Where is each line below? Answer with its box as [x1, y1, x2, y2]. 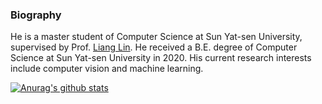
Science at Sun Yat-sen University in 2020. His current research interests [10, 52, 312, 64]
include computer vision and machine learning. [10, 63, 204, 75]
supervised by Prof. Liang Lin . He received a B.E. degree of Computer [10, 41, 298, 53]
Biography [10, 8, 62, 22]
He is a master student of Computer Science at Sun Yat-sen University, [10, 31, 303, 43]
